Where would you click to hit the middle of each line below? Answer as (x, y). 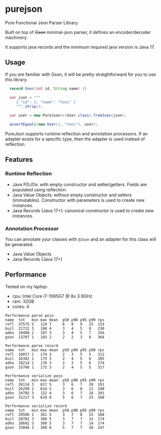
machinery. (16, 37)
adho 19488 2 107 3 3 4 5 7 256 (55, 333)
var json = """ (25, 97)
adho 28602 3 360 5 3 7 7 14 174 (55, 423)
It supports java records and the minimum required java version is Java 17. (80, 47)
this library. (16, 79)
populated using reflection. (40, 189)
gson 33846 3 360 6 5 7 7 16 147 (55, 427)
